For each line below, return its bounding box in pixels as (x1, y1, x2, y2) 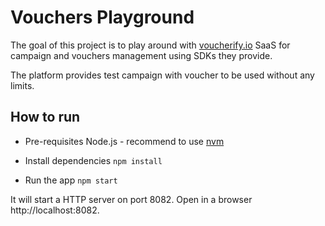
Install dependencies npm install (24, 154, 163, 166)
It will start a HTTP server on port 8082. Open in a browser (10, 193, 253, 205)
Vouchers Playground (10, 6, 195, 29)
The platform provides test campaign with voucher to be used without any (10, 69, 315, 81)
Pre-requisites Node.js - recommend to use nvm (24, 135, 225, 147)
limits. (10, 79, 35, 91)
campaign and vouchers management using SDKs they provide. (10, 49, 273, 61)
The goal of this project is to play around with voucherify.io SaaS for (10, 39, 291, 51)
